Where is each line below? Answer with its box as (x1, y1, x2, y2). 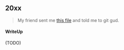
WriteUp (5, 28, 23, 34)
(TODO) (5, 40, 21, 46)
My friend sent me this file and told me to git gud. (17, 17, 119, 23)
